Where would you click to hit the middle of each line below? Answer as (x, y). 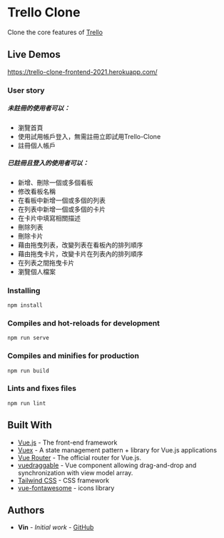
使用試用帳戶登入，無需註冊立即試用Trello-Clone (89, 136)
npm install (25, 305)
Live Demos (34, 55)
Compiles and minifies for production (73, 356)
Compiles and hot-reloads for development (84, 323)
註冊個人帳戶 (36, 145)
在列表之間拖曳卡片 (46, 263)
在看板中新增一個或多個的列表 (61, 200)
